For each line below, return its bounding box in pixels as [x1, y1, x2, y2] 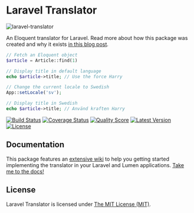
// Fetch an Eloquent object [6, 52, 78, 58]
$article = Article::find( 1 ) [6, 57, 78, 64]
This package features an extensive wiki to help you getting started [6, 155, 170, 162]
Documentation [6, 139, 65, 150]
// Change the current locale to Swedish [6, 84, 110, 90]
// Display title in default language [6, 68, 101, 74]
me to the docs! [6, 168, 44, 175]
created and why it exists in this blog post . [6, 41, 109, 48]
